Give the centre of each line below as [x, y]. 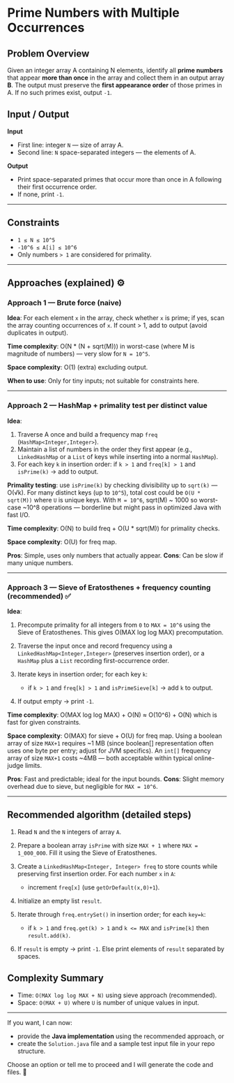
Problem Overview [48, 53]
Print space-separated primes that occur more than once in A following [119, 179]
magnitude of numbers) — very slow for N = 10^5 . [79, 354]
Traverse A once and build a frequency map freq [87, 434]
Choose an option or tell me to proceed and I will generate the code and [110, 1064]
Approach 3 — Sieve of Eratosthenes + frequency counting [109, 587]
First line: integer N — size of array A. [70, 145]
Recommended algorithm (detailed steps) [99, 815]
